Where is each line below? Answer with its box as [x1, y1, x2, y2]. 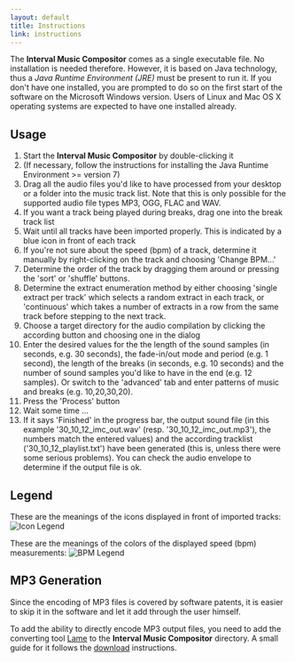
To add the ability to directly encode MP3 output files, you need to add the [10, 623, 282, 634]
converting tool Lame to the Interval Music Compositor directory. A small [10, 633, 278, 643]
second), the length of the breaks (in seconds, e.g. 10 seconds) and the [22, 358, 284, 369]
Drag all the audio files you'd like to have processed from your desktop [22, 179, 282, 189]
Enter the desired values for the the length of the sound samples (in [22, 339, 269, 350]
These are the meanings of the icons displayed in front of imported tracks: [10, 512, 282, 522]
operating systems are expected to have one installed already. [10, 101, 237, 112]
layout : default [10, 12, 70, 22]
